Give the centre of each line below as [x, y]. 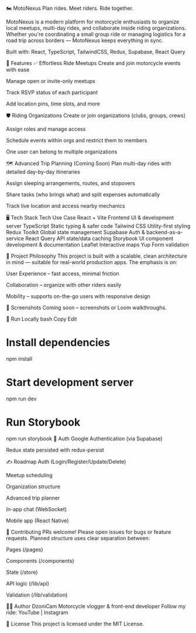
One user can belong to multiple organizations [62, 152]
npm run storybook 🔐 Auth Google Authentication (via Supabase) [84, 439]
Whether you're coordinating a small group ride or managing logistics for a [96, 34]
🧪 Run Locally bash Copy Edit [42, 319]
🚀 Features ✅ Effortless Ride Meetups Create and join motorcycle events [93, 63]
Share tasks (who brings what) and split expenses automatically [83, 194]
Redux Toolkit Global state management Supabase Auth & [75, 232]
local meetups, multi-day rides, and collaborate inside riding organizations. [96, 28]
